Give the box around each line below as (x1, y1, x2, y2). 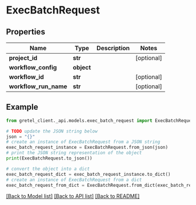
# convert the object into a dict (6, 166, 90, 172)
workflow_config (9, 64, 57, 71)
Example (6, 102, 38, 112)
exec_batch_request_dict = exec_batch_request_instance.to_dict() (6, 171, 171, 177)
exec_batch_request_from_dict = (6, 182, 85, 188)
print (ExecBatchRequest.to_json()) (6, 155, 93, 161)
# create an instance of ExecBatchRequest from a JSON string (6, 139, 160, 145)
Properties (6, 27, 45, 37)
